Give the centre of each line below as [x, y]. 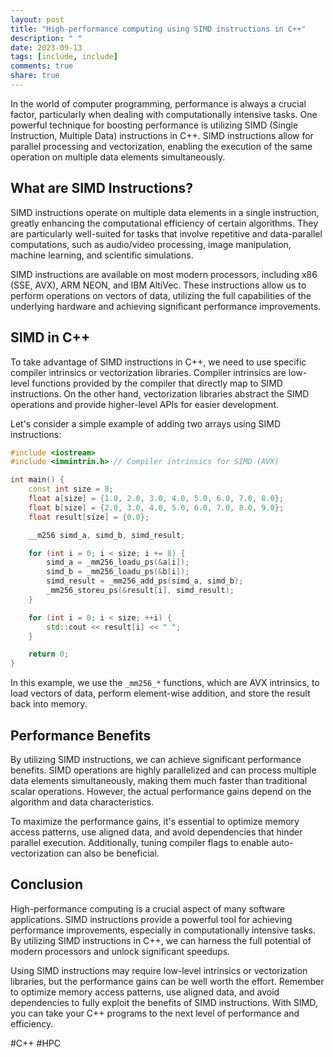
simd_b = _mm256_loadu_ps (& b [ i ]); [118, 572]
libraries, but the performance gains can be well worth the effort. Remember [167, 981]
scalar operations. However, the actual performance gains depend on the [161, 791]
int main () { [37, 480]
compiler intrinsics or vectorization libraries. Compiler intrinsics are [148, 372]
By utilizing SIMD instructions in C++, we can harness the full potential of [161, 940]
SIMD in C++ [50, 337]
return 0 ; [49, 654]
